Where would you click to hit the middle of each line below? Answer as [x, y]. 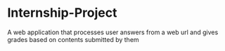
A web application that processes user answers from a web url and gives [113, 32]
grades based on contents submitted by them [73, 39]
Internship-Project [62, 13]
